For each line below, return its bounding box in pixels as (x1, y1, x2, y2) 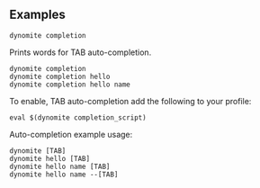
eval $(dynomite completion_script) (9, 112, 147, 122)
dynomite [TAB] (9, 146, 67, 156)
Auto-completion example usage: (9, 129, 133, 139)
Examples (9, 7, 66, 22)
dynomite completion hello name (9, 80, 130, 89)
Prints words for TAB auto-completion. (9, 47, 152, 58)
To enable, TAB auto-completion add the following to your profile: (9, 95, 252, 106)
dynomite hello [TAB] (9, 154, 91, 163)
